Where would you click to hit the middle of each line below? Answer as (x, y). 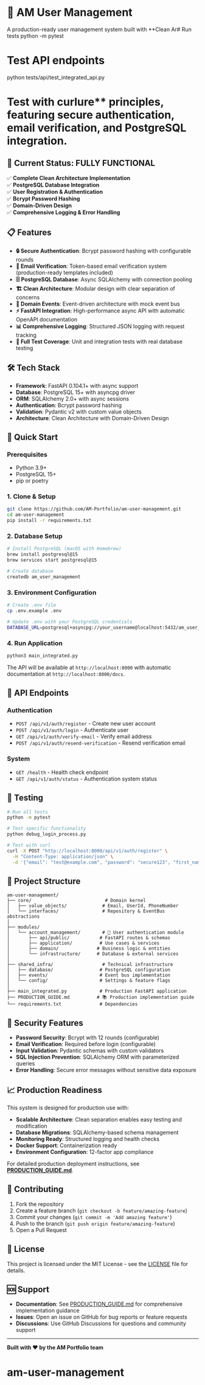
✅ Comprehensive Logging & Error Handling (64, 212)
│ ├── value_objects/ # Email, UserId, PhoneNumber (93, 906)
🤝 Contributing (35, 1190)
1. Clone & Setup (32, 496)
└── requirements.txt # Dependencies (72, 1004)
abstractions (23, 917)
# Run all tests (27, 812)
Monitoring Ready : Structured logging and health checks (88, 1139)
